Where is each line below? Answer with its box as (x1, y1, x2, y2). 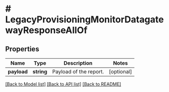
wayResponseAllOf (5, 25, 88, 36)
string (32, 68, 48, 75)
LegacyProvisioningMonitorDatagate (5, 14, 164, 25)
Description (63, 60, 93, 66)
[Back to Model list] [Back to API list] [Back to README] (5, 81, 121, 87)
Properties (5, 44, 39, 53)
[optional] (108, 68, 133, 75)
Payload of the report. (52, 68, 104, 75)
